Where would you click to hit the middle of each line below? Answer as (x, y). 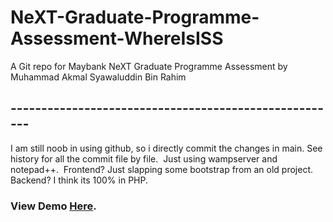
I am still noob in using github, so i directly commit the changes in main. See (166, 148)
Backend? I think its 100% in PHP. (79, 180)
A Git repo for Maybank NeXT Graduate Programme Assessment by (149, 66)
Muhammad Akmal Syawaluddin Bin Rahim (98, 77)
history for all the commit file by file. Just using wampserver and (144, 158)
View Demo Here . (53, 206)
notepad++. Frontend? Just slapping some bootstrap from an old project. (162, 169)
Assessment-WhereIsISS (117, 38)
